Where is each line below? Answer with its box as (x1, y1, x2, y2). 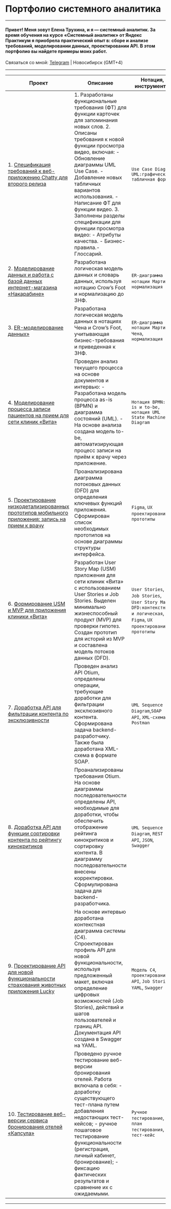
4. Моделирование (8, 399, 55, 406)
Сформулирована (74, 881, 118, 888)
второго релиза (8, 180, 47, 187)
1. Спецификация (8, 161, 51, 168)
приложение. (74, 460, 107, 467)
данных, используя (74, 278, 122, 285)
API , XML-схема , (131, 714, 167, 721)
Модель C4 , (131, 966, 157, 973)
